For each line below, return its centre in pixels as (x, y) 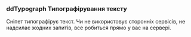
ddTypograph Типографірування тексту (67, 9)
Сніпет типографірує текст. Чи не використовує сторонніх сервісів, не (96, 22)
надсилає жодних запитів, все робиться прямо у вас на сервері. (89, 28)
